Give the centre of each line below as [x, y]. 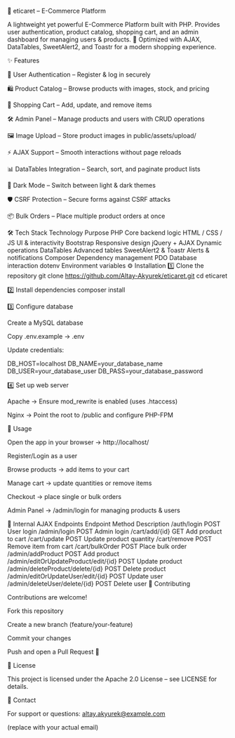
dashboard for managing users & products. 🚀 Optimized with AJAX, [105, 39]
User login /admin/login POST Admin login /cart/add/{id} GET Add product [115, 531]
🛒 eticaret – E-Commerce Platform [57, 11]
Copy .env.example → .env [46, 336]
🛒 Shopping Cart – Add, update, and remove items [80, 105]
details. [18, 686]
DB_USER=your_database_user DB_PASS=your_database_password [105, 371]
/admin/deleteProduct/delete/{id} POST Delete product [87, 569]
